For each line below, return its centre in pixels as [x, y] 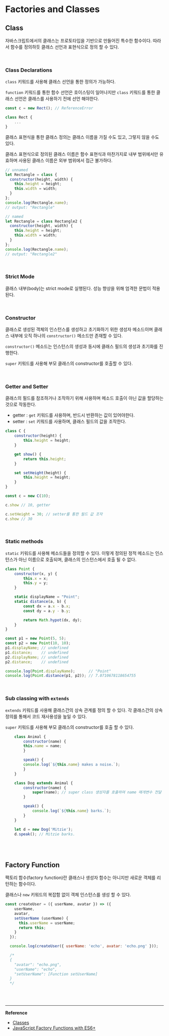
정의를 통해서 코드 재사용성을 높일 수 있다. [46, 716]
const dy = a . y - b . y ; [47, 611]
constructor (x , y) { [36, 573]
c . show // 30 [19, 519]
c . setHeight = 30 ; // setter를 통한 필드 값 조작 [54, 514]
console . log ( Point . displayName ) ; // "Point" [58, 671]
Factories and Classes [53, 9]
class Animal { [30, 737]
